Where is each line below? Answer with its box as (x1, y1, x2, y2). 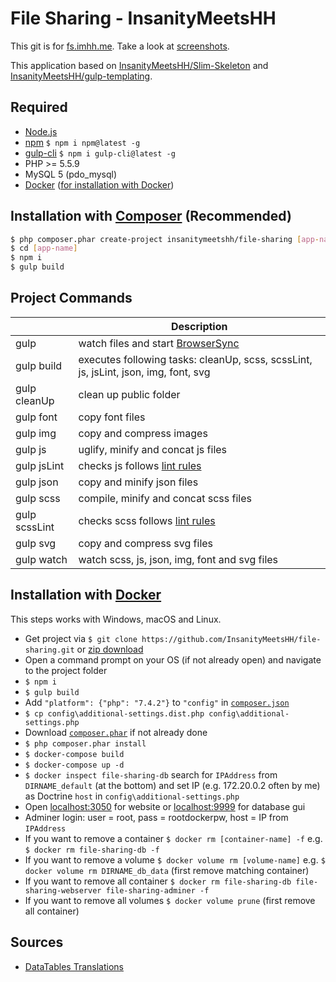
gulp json (15, 475, 59, 489)
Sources (10, 934, 64, 951)
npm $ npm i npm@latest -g (24, 136, 141, 148)
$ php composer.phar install (24, 738, 147, 749)
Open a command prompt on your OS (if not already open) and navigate (24, 653, 322, 666)
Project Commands (10, 290, 133, 307)
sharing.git (24, 645, 75, 655)
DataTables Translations (24, 960, 124, 972)
